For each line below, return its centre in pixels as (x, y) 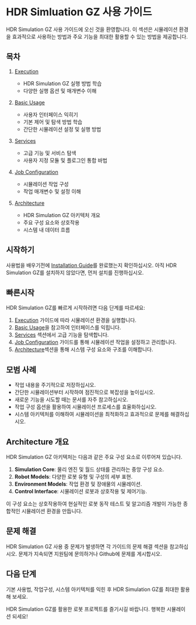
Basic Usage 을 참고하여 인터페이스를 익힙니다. (68, 328)
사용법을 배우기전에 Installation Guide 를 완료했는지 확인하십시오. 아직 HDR (91, 265)
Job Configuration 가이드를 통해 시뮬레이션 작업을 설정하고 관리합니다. (95, 342)
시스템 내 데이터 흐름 (47, 229)
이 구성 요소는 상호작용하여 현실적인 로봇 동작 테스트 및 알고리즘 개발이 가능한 (94, 504)
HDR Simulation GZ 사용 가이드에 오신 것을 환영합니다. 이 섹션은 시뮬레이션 (92, 29)
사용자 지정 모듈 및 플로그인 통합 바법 (65, 160)
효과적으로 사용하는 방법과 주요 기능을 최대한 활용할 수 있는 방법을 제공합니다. (100, 36)
